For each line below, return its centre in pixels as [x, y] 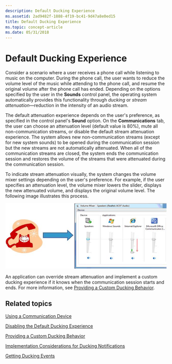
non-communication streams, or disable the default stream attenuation [80, 132]
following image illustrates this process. [47, 196]
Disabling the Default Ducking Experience [49, 326]
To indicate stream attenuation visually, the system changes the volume [81, 174]
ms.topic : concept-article [34, 27]
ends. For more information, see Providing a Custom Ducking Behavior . [80, 288]
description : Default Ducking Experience [50, 11]
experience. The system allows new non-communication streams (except [83, 137]
